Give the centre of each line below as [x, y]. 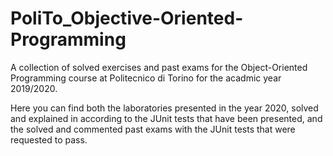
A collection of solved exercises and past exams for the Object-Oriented [159, 67]
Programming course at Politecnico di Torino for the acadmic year [146, 78]
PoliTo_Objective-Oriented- [127, 18]
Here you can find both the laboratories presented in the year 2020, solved [164, 108]
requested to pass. [49, 139]
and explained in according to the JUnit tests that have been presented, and [166, 118]
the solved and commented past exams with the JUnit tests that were [153, 129]
